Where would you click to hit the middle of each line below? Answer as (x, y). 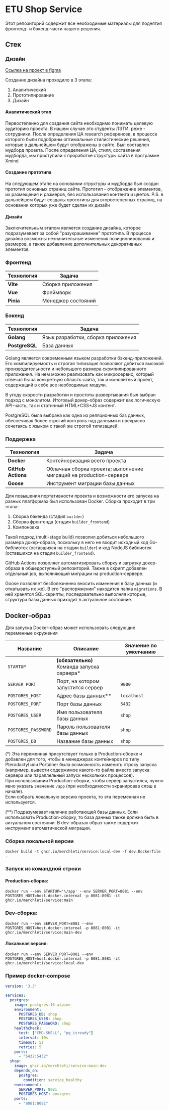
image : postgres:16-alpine (43, 1005)
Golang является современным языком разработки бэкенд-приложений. (84, 358)
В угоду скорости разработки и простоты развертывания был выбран (80, 394)
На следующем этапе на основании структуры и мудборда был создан (82, 184)
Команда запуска (78, 667)
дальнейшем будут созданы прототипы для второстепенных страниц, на (84, 200)
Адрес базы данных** (84, 695)
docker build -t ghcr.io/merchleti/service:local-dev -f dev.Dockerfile (83, 852)
